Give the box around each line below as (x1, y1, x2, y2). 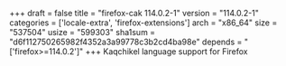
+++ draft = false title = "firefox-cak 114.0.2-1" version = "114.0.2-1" (9, 8, 260, 18)
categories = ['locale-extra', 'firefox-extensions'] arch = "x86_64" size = (9, 17, 278, 28)
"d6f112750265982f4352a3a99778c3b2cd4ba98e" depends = (9, 36, 243, 47)
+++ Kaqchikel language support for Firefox (85, 46, 248, 57)
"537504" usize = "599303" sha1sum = (9, 27, 156, 37)
